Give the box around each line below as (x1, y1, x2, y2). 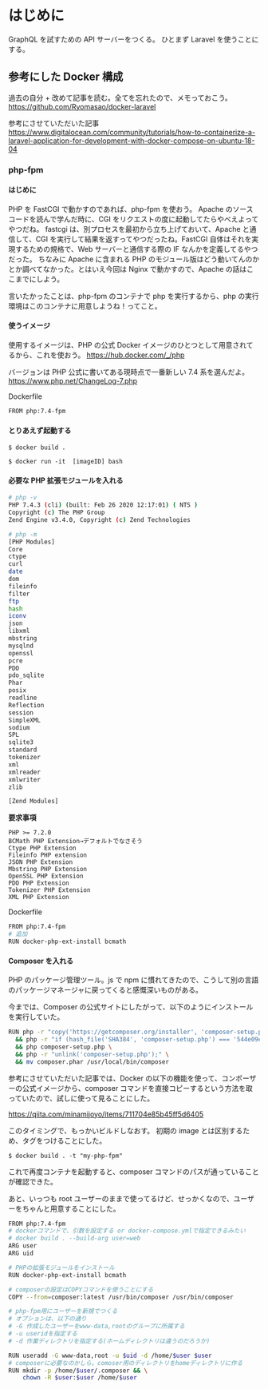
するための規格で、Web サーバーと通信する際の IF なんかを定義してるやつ (14, 244, 258, 253)
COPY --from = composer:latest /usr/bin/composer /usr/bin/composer (8, 1293, 234, 1301)
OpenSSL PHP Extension (8, 872, 84, 881)
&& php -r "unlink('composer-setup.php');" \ (15, 1050, 170, 1058)
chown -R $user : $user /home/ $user (22, 1374, 137, 1382)
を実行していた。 (8, 1012, 65, 1022)
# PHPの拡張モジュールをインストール (8, 1264, 116, 1272)
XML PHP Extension (8, 893, 69, 901)
